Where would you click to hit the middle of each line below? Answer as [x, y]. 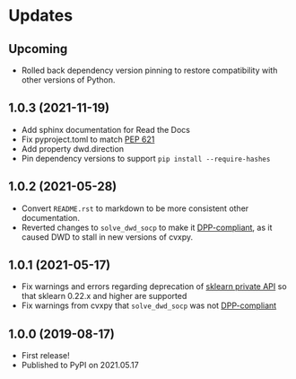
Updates [41, 16]
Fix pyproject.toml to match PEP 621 [88, 139]
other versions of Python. [68, 80]
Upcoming [38, 49]
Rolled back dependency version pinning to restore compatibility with [149, 70]
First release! [45, 356]
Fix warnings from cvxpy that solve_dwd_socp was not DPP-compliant [149, 305]
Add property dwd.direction [73, 148]
